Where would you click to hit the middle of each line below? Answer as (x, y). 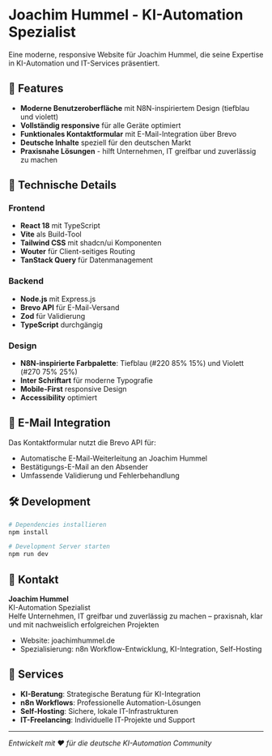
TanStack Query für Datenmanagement (87, 260)
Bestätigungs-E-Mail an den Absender (84, 466)
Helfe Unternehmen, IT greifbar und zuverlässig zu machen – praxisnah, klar (136, 616)
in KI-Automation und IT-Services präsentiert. (84, 63)
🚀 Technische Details (63, 185)
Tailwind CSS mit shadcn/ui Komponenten (91, 243)
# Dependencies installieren (57, 525)
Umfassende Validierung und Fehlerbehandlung (100, 475)
